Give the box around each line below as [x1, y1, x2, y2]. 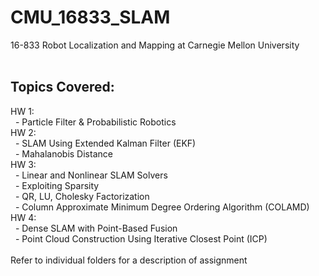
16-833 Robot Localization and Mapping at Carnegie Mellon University [10, 39, 300, 51]
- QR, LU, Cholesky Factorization [14, 190, 150, 202]
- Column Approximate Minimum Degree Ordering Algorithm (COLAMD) [14, 201, 310, 213]
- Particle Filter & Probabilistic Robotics [14, 116, 177, 128]
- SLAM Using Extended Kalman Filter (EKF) [14, 137, 197, 149]
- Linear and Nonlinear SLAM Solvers [14, 169, 168, 181]
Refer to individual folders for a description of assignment [10, 254, 248, 266]
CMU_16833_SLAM [10, 6, 171, 29]
